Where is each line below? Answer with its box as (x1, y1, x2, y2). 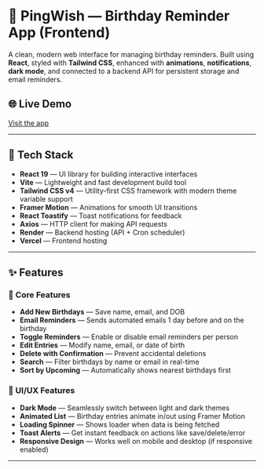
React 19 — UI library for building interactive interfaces (19, 169, 198, 179)
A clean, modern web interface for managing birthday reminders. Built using (8, 49, 255, 59)
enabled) (19, 445, 49, 454)
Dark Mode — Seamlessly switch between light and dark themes (19, 403, 230, 413)
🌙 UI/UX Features (8, 385, 75, 396)
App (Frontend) (8, 24, 111, 42)
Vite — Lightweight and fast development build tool (19, 177, 187, 187)
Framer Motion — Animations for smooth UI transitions (19, 202, 198, 212)
